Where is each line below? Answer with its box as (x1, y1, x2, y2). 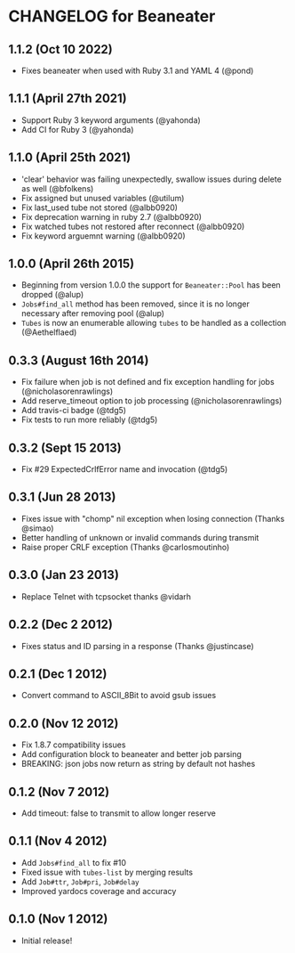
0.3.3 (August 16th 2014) (8, 353, 149, 368)
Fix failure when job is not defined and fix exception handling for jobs (20, 377, 275, 387)
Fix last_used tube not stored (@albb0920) (20, 202, 179, 213)
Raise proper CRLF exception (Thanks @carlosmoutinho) (20, 542, 230, 552)
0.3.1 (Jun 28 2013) (8, 490, 116, 505)
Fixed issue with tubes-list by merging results (20, 867, 193, 877)
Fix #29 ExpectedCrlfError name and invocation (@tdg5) (20, 464, 228, 475)
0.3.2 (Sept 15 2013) (8, 440, 122, 455)
